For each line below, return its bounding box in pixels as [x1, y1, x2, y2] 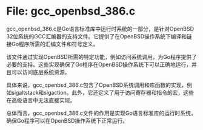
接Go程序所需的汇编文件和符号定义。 [6, 40, 99, 47]
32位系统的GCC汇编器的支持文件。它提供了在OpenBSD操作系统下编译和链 [6, 32, 193, 40]
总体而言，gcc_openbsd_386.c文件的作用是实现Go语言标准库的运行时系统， [6, 109, 197, 117]
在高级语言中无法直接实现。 [6, 96, 76, 104]
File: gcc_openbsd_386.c [6, 4, 136, 18]
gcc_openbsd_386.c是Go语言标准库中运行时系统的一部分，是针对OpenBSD [6, 25, 194, 32]
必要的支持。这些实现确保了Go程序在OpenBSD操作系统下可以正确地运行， [6, 61, 192, 68]
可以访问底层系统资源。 [11, 68, 70, 75]
